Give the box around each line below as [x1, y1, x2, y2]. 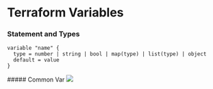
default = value [13, 57, 60, 64]
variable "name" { [7, 44, 60, 52]
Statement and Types [7, 29, 80, 39]
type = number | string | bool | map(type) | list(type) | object [13, 51, 207, 58]
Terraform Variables [7, 5, 125, 21]
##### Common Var [7, 75, 65, 84]
